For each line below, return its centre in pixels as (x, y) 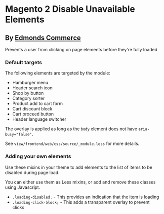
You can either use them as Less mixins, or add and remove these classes (80, 182)
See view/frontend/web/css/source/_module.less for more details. (72, 143)
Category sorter (28, 98)
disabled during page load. (32, 172)
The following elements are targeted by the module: (58, 73)
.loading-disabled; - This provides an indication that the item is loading (86, 197)
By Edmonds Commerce (43, 38)
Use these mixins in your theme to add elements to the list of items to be (79, 167)
